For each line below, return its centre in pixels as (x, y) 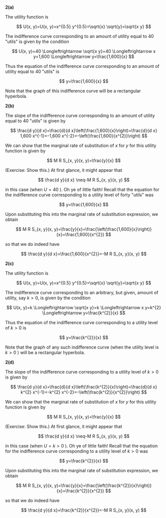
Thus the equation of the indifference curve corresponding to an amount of (82, 66)
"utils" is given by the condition (37, 41)
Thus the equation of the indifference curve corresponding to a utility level (82, 322)
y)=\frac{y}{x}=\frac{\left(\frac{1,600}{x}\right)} (103, 229)
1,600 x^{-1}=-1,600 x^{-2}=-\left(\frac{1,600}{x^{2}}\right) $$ (84, 136)
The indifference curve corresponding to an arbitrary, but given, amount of (82, 292)
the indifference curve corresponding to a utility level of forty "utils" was (79, 195)
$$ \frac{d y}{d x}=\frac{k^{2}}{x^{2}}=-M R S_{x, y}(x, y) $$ (84, 510)
